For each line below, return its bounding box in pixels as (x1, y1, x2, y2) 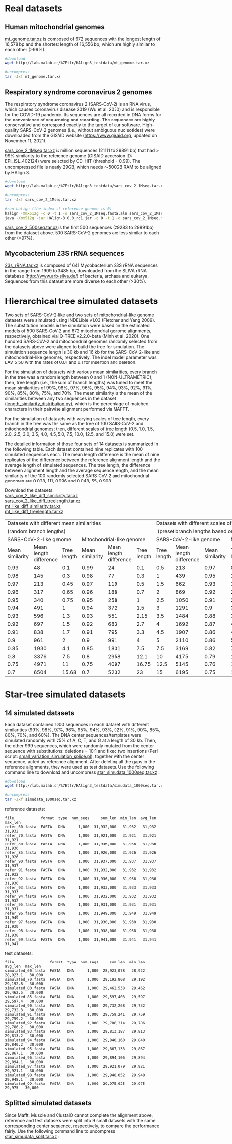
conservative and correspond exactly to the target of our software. (5, 122, 141, 128)
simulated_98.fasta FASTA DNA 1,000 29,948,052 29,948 (5, 1072, 145, 1078)
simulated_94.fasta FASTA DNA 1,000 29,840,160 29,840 (5, 1037, 145, 1043)
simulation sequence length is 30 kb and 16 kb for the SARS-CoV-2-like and (5, 349, 160, 355)
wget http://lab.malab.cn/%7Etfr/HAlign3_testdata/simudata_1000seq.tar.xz (5, 783, 165, 788)
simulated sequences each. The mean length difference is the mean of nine (5, 452, 160, 458)
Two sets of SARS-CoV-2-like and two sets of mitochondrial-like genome (5, 312, 155, 318)
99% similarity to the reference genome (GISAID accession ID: (5, 153, 132, 159)
